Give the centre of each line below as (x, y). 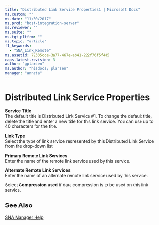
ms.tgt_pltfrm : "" (24, 37)
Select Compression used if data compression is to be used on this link (77, 185)
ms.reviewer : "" (21, 28)
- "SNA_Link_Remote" (30, 50)
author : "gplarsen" (25, 64)
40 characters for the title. (31, 126)
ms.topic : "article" (26, 41)
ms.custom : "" (19, 14)
